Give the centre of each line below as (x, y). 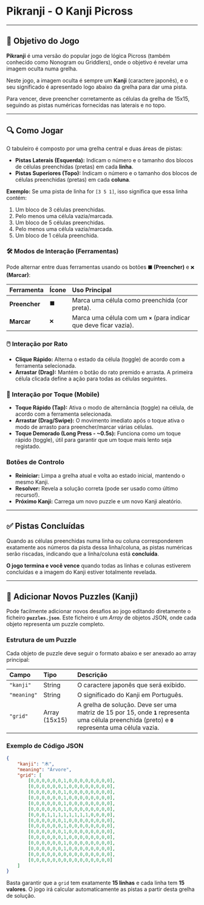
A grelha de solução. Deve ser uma (127, 704)
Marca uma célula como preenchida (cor (130, 300)
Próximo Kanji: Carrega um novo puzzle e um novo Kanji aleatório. (98, 501)
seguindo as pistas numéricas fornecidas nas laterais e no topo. (86, 105)
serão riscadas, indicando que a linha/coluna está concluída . (83, 554)
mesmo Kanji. (32, 482)
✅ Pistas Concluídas (46, 526)
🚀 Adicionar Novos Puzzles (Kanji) (72, 597)
